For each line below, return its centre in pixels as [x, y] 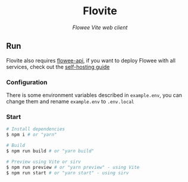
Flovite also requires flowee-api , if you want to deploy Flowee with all [91, 60]
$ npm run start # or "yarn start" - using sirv [68, 173]
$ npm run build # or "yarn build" [50, 151]
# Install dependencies [36, 129]
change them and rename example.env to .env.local [70, 102]
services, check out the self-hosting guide [58, 67]
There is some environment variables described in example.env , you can [94, 95]
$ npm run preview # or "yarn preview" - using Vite [73, 167]
